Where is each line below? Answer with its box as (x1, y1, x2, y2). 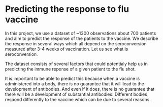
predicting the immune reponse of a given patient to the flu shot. (5, 66, 136, 72)
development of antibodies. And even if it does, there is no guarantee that (5, 86, 155, 92)
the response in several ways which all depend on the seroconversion (5, 40, 147, 46)
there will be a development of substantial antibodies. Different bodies (5, 91, 148, 97)
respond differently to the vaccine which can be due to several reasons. (5, 96, 151, 102)
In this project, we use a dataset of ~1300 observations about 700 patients (5, 30, 156, 36)
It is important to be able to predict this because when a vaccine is (5, 75, 140, 81)
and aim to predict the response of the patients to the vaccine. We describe (5, 36, 159, 41)
